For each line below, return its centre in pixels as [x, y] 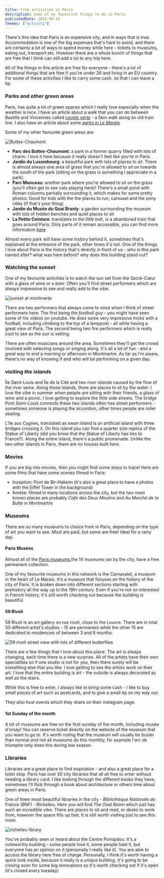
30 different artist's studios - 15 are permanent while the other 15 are [74, 628]
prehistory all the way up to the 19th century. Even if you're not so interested [82, 589]
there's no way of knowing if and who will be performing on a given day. [78, 359]
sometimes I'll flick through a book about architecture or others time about [80, 784]
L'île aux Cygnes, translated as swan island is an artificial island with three [80, 423]
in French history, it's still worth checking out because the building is [74, 595]
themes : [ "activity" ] [27, 23]
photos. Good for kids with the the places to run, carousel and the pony [84, 198]
